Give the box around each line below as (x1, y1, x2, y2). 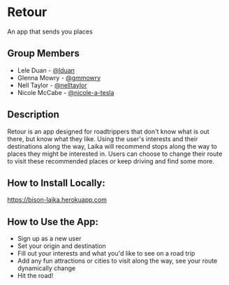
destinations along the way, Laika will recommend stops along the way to (7, 142, 218, 150)
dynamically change (17, 264, 75, 272)
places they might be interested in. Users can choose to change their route (7, 149, 223, 158)
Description (7, 109, 59, 121)
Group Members (7, 47, 80, 59)
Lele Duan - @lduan (17, 66, 75, 74)
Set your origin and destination (17, 242, 106, 250)
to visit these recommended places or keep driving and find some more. (7, 156, 215, 165)
